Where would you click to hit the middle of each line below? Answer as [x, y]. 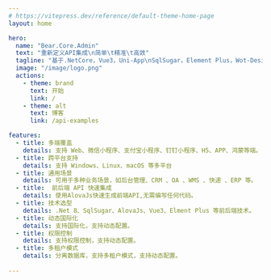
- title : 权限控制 [44, 233]
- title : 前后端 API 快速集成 [64, 188]
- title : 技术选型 [44, 203]
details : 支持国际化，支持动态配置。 [78, 226]
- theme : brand [48, 83]
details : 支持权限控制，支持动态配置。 [81, 241]
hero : [17, 38]
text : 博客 [47, 113]
